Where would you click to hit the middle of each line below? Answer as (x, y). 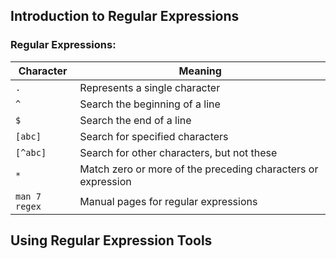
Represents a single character (150, 87)
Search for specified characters (154, 136)
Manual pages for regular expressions (168, 201)
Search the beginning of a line (150, 104)
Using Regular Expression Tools (111, 240)
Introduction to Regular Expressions (125, 16)
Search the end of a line (135, 120)
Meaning (200, 71)
